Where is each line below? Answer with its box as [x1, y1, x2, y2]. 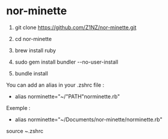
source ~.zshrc [6, 127, 44, 134]
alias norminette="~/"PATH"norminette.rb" [14, 93, 120, 100]
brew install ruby [14, 46, 56, 54]
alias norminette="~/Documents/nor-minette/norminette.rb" [14, 116, 163, 123]
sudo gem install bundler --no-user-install [14, 58, 118, 65]
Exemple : [6, 104, 31, 111]
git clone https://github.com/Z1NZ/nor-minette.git [14, 24, 136, 31]
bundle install [14, 69, 48, 77]
